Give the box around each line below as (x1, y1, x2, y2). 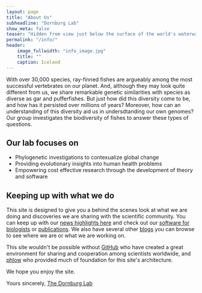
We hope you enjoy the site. (6, 268, 75, 276)
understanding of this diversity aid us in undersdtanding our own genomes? (6, 108, 194, 115)
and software (14, 173, 48, 180)
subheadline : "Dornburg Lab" (6, 20, 79, 26)
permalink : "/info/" (6, 37, 58, 43)
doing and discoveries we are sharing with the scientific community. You (6, 213, 186, 220)
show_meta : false (6, 25, 50, 32)
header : (6, 43, 26, 49)
